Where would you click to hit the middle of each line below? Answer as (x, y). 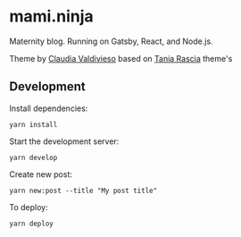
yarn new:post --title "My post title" (83, 190)
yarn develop (33, 157)
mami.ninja (51, 17)
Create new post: (41, 174)
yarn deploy (31, 224)
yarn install (33, 124)
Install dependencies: (49, 108)
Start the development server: (64, 141)
